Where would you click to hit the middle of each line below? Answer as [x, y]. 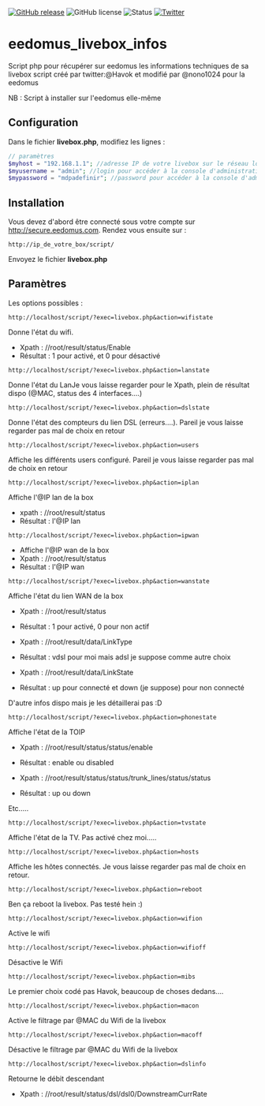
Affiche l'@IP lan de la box [51, 497]
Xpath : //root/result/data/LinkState [77, 672]
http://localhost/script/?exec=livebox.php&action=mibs [102, 977]
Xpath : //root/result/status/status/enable [86, 747]
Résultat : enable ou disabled [67, 762]
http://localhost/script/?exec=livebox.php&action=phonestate [112, 717]
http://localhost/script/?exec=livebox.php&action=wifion [105, 918]
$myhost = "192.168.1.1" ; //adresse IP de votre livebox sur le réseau [128, 163]
